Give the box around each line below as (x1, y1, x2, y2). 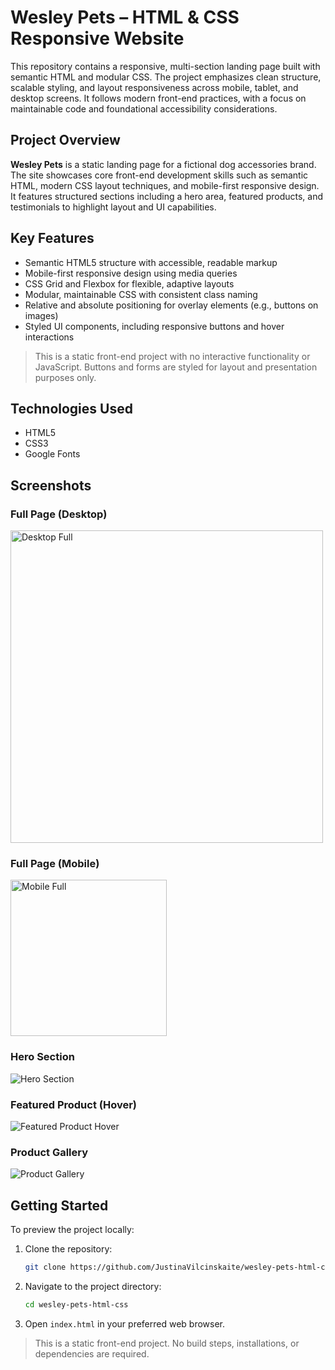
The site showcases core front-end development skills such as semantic (10, 169, 309, 181)
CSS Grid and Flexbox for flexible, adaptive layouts (24, 277, 235, 290)
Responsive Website (10, 27, 185, 50)
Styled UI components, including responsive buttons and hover (24, 320, 285, 332)
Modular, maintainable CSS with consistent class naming (24, 288, 258, 300)
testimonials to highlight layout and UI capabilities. (10, 201, 217, 213)
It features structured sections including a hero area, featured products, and (10, 190, 323, 202)
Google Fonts (24, 448, 81, 460)
